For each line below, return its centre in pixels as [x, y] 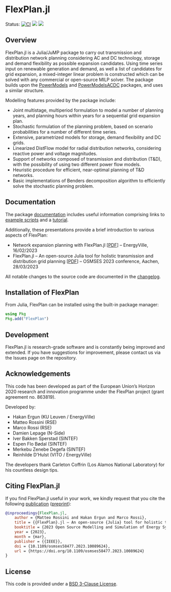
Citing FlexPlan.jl [33, 486]
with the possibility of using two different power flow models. [77, 164]
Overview [21, 40]
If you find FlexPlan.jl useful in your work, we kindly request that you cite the [85, 498]
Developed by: [20, 407]
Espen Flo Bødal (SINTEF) [40, 444]
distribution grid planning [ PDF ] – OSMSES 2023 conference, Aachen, [86, 261]
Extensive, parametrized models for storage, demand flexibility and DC [87, 137]
